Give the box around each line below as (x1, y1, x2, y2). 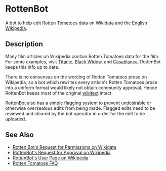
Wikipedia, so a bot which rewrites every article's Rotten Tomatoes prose (5, 79, 158, 85)
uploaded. (5, 116, 26, 122)
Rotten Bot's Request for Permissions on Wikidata (12, 144, 116, 150)
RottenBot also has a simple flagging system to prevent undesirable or (5, 100, 152, 106)
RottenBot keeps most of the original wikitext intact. (5, 90, 113, 96)
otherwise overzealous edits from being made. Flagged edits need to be (5, 105, 155, 111)
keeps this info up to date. (5, 64, 60, 70)
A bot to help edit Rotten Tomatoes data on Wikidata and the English (5, 20, 148, 26)
